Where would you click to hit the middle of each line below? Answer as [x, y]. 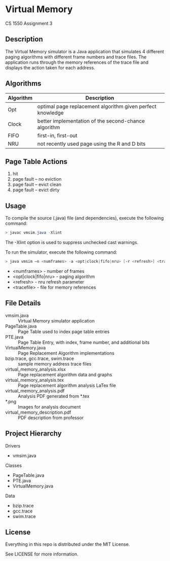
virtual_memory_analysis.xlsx [36, 369]
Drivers [13, 446]
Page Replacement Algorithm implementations [66, 353]
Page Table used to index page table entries [64, 331]
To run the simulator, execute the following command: [61, 252]
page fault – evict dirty [36, 190]
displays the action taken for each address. [50, 67]
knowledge [51, 112]
